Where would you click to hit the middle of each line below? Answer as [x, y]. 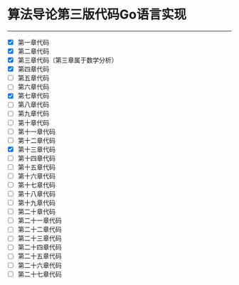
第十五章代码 [36, 167]
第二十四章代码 [39, 247]
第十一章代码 [36, 131]
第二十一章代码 [39, 220]
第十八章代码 [36, 194]
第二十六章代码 [39, 265]
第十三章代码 [36, 149]
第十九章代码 [36, 203]
